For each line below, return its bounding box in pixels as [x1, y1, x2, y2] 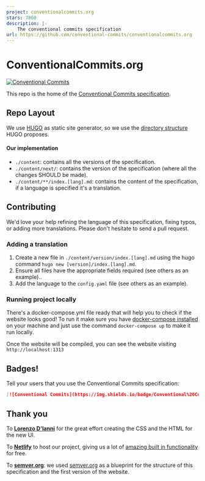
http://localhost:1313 [6, 347, 64, 353]
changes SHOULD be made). [15, 171, 88, 179]
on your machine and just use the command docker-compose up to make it [6, 322, 191, 329]
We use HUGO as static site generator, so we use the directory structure [6, 124, 188, 132]
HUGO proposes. [6, 130, 49, 138]
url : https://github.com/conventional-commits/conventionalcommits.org [6, 32, 192, 38]
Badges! [6, 364, 38, 374]
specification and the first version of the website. [6, 468, 130, 475]
